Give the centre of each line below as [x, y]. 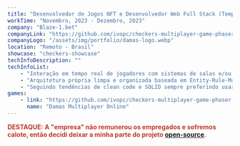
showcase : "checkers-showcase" [54, 54]
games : [17, 93]
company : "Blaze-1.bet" [43, 27]
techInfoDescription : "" [44, 61]
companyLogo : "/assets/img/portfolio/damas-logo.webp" [91, 41]
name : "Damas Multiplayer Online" [78, 107]
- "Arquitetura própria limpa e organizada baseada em [104, 80]
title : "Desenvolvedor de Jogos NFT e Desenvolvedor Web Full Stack [111, 14]
